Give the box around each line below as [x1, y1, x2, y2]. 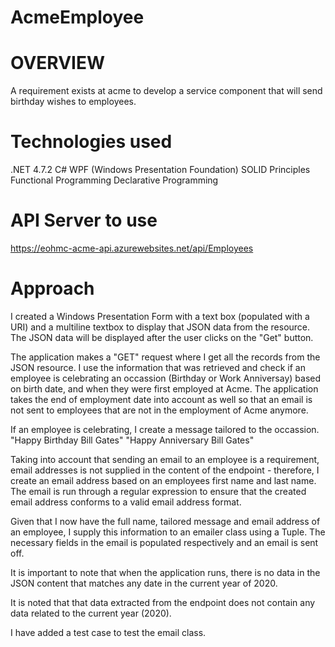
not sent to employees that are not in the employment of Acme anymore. [10, 404, 309, 416]
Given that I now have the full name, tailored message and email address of [10, 515, 321, 527]
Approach [10, 277, 95, 300]
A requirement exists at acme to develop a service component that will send [10, 85, 323, 97]
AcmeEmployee [10, 6, 145, 29]
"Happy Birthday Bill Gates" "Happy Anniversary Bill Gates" [10, 434, 255, 446]
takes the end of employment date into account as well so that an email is [10, 393, 313, 405]
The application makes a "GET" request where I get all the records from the [10, 351, 321, 363]
